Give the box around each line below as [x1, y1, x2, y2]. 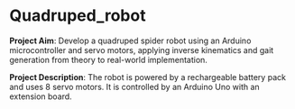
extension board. [9, 91, 72, 102]
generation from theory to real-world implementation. [9, 54, 207, 65]
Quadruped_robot [9, 5, 146, 26]
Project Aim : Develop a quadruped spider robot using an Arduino [9, 35, 252, 46]
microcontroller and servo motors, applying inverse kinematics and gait [9, 44, 274, 55]
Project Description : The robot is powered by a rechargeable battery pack [9, 71, 287, 82]
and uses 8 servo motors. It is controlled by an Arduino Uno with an [9, 81, 260, 92]
